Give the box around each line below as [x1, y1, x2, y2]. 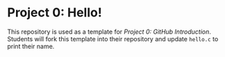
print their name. [7, 42, 55, 50]
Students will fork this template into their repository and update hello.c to [7, 34, 219, 43]
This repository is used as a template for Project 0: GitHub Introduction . [7, 27, 212, 36]
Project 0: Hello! [7, 5, 102, 21]
